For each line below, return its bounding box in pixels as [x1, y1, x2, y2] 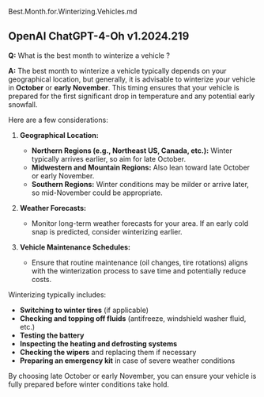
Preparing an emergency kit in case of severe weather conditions [19, 356, 236, 365]
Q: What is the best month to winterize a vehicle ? [8, 51, 170, 60]
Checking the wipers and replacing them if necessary [19, 347, 197, 357]
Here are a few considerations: [8, 115, 108, 124]
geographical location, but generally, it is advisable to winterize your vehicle [8, 74, 255, 84]
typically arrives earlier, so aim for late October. [31, 154, 187, 163]
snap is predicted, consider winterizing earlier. [31, 227, 183, 236]
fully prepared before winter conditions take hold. [8, 380, 170, 389]
